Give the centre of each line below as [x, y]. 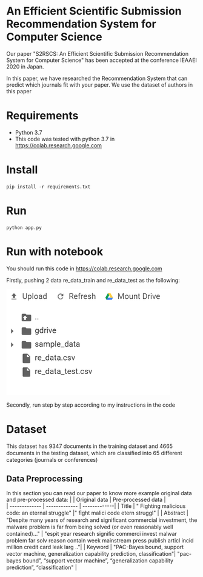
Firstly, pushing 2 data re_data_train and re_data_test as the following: [93, 280]
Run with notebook [55, 251]
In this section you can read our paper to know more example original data [99, 493]
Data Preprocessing [45, 479]
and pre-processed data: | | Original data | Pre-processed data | [86, 500]
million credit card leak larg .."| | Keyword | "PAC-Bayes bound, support [95, 547]
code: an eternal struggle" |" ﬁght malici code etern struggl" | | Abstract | [98, 513]
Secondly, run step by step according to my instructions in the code [91, 405]
